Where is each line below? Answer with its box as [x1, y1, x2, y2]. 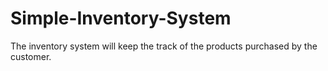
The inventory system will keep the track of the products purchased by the [10, 40, 318, 52]
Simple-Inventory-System [10, 7, 232, 30]
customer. [10, 50, 52, 62]
